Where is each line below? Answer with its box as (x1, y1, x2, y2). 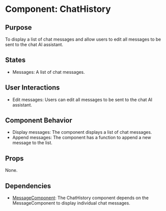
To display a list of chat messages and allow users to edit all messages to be (5, 36, 161, 42)
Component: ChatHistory (5, 3, 111, 15)
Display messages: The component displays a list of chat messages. (12, 129, 152, 135)
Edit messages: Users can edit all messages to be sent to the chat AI (12, 97, 153, 103)
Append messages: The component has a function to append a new (12, 135, 151, 141)
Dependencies (5, 182, 51, 190)
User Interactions (5, 83, 60, 92)
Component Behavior (5, 116, 73, 125)
